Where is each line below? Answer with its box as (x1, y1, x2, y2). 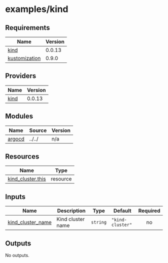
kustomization (7, 55, 41, 61)
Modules (5, 112, 33, 120)
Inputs (5, 192, 26, 201)
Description (57, 207, 86, 214)
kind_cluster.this (7, 175, 46, 182)
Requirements (5, 23, 50, 32)
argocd (7, 135, 25, 142)
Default (113, 207, 131, 214)
